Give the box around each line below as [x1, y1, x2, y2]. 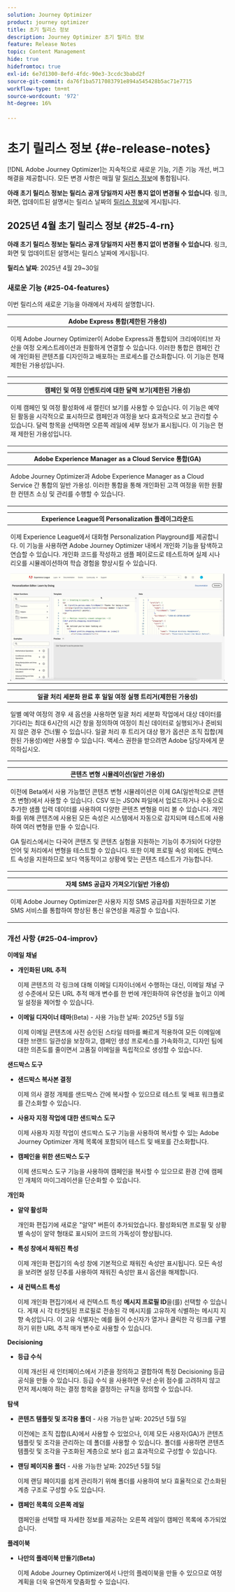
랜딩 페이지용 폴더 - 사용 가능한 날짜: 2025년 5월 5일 [17, 1462, 162, 1471]
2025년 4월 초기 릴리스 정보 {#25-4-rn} [7, 220, 175, 232]
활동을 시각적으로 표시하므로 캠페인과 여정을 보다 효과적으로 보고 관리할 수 [17, 412, 219, 420]
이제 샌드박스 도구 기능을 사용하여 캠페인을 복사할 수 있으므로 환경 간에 [17, 1167, 210, 1176]
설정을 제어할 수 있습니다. [24, 999, 94, 1007]
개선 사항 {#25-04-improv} [7, 933, 99, 943]
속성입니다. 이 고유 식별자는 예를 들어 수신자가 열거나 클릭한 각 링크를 [24, 1315, 213, 1324]
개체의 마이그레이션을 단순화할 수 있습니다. [24, 1176, 141, 1184]
